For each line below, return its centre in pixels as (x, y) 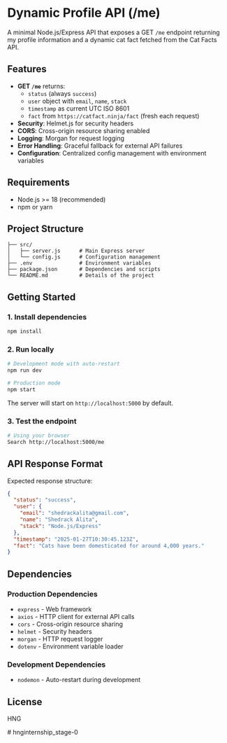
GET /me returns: (41, 86)
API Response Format (55, 464)
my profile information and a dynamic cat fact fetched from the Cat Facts (112, 39)
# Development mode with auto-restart (64, 364)
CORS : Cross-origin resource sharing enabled (83, 130)
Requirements (38, 182)
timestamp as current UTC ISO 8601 (79, 108)
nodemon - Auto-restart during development (79, 680)
